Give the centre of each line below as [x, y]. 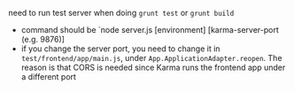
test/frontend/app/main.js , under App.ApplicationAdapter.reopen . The [151, 58]
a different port [49, 77]
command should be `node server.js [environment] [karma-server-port [150, 30]
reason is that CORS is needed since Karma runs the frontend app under [153, 67]
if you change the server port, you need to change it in [120, 49]
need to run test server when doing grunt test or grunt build [121, 13]
